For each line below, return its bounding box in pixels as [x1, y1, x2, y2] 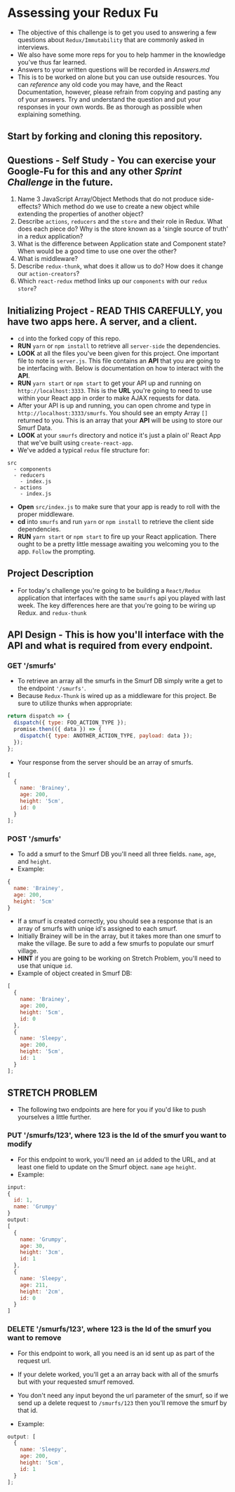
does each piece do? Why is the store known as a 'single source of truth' [17, 224, 229, 233]
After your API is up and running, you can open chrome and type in [17, 401, 211, 410]
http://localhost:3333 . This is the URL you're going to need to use [17, 386, 213, 394]
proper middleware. [17, 510, 75, 518]
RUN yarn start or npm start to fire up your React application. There [17, 532, 217, 541]
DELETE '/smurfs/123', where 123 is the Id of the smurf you [7, 1324, 212, 1334]
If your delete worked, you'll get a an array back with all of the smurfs [17, 1370, 219, 1378]
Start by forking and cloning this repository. [7, 130, 203, 142]
